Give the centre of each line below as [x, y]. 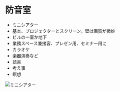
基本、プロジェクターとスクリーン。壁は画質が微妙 [64, 31]
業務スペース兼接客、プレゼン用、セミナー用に [60, 43]
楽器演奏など [25, 55]
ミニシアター [25, 25]
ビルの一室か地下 [30, 37]
